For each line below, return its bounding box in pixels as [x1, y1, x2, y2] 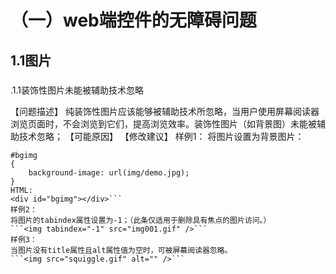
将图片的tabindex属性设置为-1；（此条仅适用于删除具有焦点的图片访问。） [10, 215, 272, 225]
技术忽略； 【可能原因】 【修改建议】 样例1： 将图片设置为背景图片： [18, 130, 305, 142]
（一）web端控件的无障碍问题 [10, 9, 257, 32]
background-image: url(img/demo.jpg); [28, 167, 190, 178]
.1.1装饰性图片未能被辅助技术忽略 [10, 84, 145, 96]
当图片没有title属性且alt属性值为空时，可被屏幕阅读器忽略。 [10, 245, 233, 255]
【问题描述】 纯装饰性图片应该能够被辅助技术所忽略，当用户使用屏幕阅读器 [10, 105, 320, 117]
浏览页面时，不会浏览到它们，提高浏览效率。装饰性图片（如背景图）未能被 [10, 117, 317, 130]
